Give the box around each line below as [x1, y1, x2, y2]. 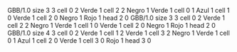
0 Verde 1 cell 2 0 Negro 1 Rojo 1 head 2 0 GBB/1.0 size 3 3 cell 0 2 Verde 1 [7, 14, 226, 22]
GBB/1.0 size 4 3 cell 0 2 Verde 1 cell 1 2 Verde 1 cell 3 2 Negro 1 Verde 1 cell [7, 28, 230, 37]
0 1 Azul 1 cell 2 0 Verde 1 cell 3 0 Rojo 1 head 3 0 [7, 36, 152, 45]
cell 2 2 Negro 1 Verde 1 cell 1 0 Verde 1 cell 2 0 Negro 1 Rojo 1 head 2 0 [7, 21, 216, 29]
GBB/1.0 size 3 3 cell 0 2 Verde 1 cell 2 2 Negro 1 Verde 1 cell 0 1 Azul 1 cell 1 [7, 6, 230, 14]
